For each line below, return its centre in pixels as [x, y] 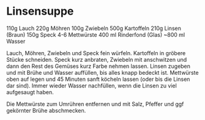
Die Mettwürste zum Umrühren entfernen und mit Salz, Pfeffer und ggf [95, 104]
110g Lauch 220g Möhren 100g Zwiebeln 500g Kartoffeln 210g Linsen [94, 28]
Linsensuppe [40, 11]
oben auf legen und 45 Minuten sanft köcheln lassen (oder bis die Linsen [98, 79]
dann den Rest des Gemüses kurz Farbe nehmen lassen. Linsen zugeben [99, 66]
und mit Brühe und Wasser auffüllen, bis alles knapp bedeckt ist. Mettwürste [102, 72]
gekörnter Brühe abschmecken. [46, 110]
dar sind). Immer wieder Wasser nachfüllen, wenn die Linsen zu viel [92, 85]
